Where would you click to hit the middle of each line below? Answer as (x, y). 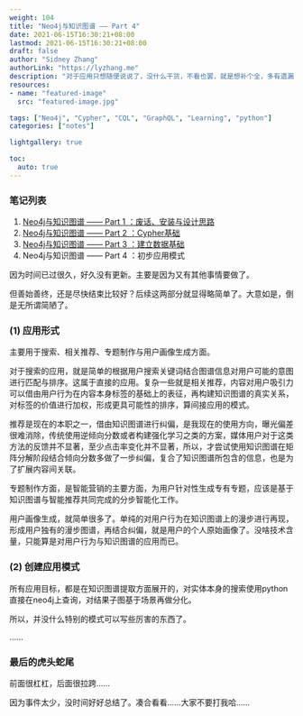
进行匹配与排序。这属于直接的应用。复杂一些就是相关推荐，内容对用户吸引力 (151, 382)
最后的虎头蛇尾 (42, 662)
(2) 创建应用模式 (45, 567)
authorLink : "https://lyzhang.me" (74, 69)
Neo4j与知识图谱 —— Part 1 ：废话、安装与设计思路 (118, 222)
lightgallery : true (46, 142)
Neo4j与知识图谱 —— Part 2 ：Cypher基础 (101, 233)
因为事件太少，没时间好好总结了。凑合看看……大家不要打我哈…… (130, 702)
